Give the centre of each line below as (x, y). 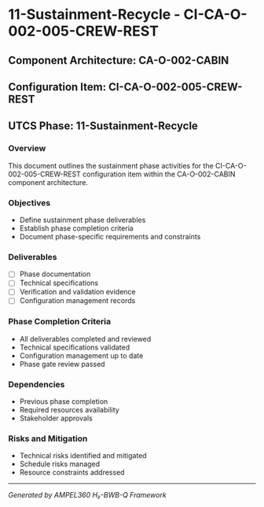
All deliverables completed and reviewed (85, 339)
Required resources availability (69, 410)
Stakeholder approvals (56, 418)
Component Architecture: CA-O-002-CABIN (119, 60)
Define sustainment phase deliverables (82, 220)
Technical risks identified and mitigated (83, 456)
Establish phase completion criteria (76, 228)
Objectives (29, 202)
